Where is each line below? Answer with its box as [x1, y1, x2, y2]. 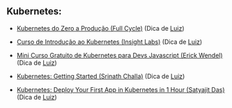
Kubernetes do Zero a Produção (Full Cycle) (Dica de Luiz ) [16, 24, 185, 32]
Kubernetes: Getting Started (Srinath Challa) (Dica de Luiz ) [16, 72, 185, 80]
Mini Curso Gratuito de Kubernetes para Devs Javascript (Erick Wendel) [16, 51, 224, 59]
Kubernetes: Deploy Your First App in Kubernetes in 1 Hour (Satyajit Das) [16, 85, 225, 93]
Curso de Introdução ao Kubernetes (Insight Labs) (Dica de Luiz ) [16, 38, 203, 46]
